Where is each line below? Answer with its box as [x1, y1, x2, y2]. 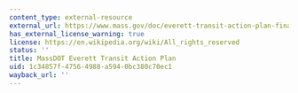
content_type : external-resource [9, 12, 133, 22]
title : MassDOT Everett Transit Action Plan [9, 54, 176, 63]
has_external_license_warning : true [9, 29, 145, 38]
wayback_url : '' [9, 71, 69, 80]
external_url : [9, 21, 62, 30]
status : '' [9, 46, 50, 55]
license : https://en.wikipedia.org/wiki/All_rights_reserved [9, 37, 240, 47]
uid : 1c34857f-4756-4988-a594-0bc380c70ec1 [9, 63, 173, 72]
